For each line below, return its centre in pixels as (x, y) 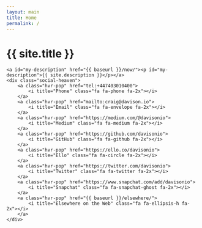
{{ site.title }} (40, 53)
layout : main (23, 12)
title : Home (21, 18)
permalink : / (23, 23)
